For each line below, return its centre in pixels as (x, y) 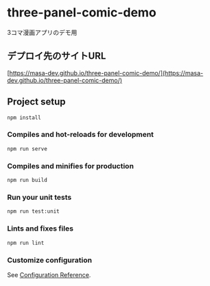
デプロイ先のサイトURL (57, 56)
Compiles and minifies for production (70, 166)
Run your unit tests (39, 198)
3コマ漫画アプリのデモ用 (42, 32)
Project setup (37, 102)
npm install (24, 118)
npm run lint (26, 243)
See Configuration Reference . (49, 275)
